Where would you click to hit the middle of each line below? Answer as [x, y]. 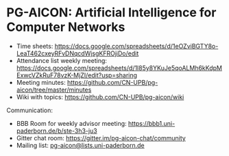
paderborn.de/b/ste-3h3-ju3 [57, 131]
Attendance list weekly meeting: [62, 60]
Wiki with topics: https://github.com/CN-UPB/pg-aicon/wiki [100, 96]
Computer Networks [66, 27]
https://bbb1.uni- [152, 123]
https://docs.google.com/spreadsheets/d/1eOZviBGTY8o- [136, 46]
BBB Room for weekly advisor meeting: [72, 123]
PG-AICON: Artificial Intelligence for [111, 13]
